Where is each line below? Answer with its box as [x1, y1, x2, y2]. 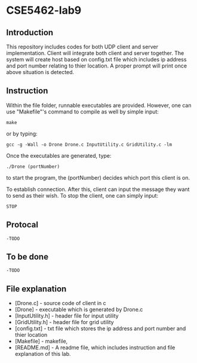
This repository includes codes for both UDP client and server [6, 43, 158, 50]
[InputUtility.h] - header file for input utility [14, 312, 119, 319]
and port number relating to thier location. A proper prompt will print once [6, 62, 187, 69]
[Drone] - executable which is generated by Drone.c [14, 306, 143, 313]
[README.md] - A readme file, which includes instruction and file [14, 344, 176, 351]
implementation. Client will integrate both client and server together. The [6, 50, 184, 57]
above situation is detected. [6, 69, 75, 75]
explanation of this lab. [14, 350, 71, 358]
